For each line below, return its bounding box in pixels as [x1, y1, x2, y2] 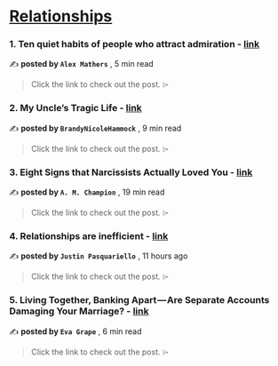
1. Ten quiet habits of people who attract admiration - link [9, 38, 260, 51]
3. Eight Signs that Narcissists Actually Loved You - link [9, 166, 253, 179]
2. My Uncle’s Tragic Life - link [9, 102, 142, 115]
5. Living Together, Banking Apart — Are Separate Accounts [9, 294, 270, 306]
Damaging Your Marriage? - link [9, 305, 149, 317]
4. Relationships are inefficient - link [9, 230, 169, 242]
